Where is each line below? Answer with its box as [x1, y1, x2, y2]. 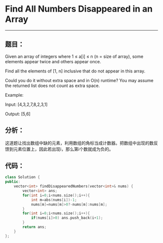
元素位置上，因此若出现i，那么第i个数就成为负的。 [13, 146, 114, 152]
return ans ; [22, 225, 47, 229]
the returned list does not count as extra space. [5, 83, 100, 88]
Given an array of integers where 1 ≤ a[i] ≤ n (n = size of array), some [5, 53, 144, 59]
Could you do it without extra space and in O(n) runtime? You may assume [5, 77, 154, 83]
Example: [5, 92, 24, 98]
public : [5, 179, 21, 184]
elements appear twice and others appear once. [5, 58, 101, 64]
